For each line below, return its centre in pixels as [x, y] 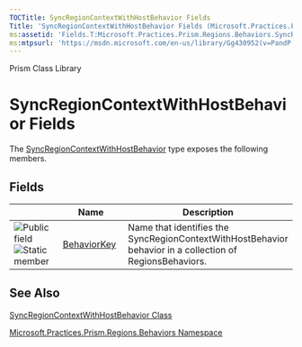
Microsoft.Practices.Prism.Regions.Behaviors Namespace [116, 332]
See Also [35, 293]
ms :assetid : [31, 34]
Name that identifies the [178, 228]
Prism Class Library [45, 68]
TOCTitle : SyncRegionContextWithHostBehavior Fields [110, 18]
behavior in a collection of [183, 250]
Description [208, 212]
